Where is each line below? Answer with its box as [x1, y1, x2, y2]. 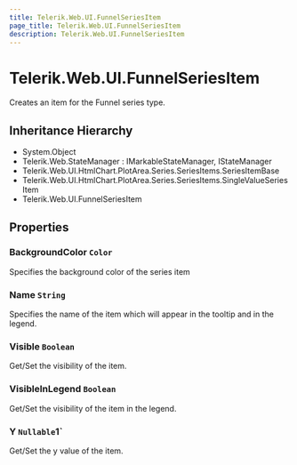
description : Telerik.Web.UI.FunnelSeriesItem [9, 29, 185, 38]
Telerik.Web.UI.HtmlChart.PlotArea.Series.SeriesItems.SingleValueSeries [21, 175, 289, 186]
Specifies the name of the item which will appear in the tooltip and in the [9, 309, 274, 320]
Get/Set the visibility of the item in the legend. [9, 403, 177, 413]
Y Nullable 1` [9, 425, 63, 437]
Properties [9, 220, 69, 235]
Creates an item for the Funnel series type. [9, 97, 166, 108]
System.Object [21, 147, 76, 157]
